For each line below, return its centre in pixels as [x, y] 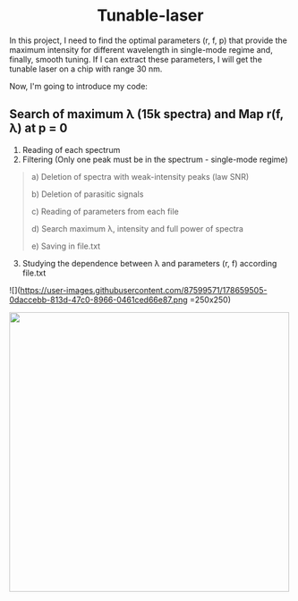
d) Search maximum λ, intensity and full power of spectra [137, 228]
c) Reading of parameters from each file [105, 211]
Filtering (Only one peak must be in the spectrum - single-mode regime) [155, 159]
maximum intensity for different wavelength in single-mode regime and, [141, 49]
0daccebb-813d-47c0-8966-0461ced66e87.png [98, 300]
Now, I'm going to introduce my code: [78, 86]
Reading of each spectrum [71, 149]
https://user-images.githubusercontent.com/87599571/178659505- [144, 290]
